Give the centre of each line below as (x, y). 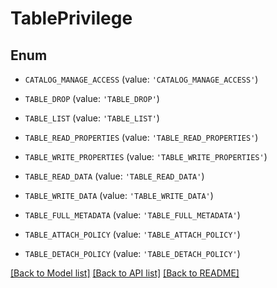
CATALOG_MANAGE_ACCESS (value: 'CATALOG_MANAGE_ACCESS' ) (141, 79)
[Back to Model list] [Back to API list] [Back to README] (125, 273)
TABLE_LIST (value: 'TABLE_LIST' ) (92, 118)
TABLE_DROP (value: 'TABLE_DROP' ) (92, 98)
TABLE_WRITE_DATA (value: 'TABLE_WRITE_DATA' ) (119, 195)
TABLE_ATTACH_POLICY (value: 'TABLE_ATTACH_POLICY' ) (132, 234)
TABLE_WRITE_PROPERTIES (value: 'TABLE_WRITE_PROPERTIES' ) (146, 156)
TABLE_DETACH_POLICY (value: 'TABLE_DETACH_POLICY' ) (132, 253)
